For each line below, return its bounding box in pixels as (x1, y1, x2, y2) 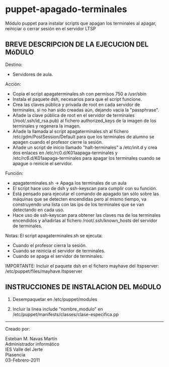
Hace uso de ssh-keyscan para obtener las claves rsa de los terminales (12, 212, 161, 218)
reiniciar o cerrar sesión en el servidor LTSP (5, 25, 96, 31)
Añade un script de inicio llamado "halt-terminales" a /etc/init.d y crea (12, 144, 157, 150)
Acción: (5, 81, 21, 87)
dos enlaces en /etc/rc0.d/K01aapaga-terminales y (12, 150, 118, 156)
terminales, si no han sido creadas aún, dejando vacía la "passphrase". (12, 107, 159, 113)
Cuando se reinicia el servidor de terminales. (12, 248, 106, 254)
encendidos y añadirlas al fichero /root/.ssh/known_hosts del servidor (12, 217, 157, 223)
